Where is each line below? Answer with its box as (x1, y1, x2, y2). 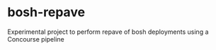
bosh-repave (7, 4, 86, 20)
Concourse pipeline (7, 35, 65, 43)
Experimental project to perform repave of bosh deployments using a (7, 27, 209, 36)
